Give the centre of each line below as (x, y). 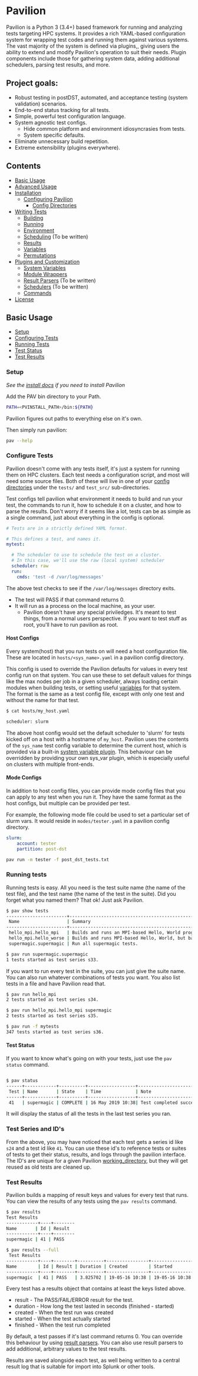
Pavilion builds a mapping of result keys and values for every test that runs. (97, 1195)
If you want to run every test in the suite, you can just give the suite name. (96, 971)
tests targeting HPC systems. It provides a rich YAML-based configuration (96, 33)
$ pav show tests (27, 911)
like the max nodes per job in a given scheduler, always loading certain (92, 681)
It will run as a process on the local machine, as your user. (85, 606)
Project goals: (32, 83)
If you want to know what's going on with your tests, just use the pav (89, 1058)
